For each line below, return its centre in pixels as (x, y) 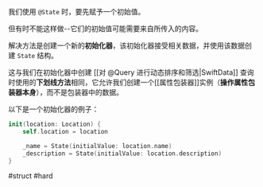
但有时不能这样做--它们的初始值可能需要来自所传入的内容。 (105, 29)
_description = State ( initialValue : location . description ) (122, 154)
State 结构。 (37, 55)
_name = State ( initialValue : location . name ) (97, 146)
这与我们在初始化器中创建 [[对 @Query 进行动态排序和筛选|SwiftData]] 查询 (131, 72)
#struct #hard (31, 176)
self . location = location (66, 131)
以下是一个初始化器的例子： (54, 109)
